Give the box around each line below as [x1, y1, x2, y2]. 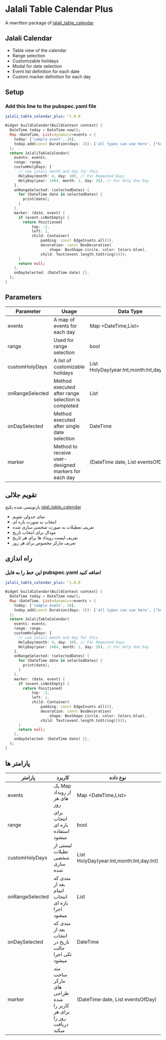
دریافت [53, 1021, 69, 1028]
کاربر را [53, 1002, 69, 1009]
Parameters [5, 293, 42, 301]
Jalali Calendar [5, 34, 52, 43]
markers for [53, 468, 81, 475]
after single [53, 422, 80, 429]
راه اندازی [5, 554, 33, 562]
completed [53, 402, 79, 409]
